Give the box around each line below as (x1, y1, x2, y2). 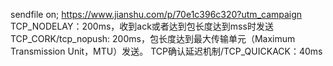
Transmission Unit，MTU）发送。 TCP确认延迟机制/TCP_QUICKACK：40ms (10, 45, 323, 57)
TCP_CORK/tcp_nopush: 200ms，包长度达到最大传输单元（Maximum (10, 33, 296, 44)
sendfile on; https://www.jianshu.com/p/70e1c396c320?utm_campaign (10, 9, 303, 20)
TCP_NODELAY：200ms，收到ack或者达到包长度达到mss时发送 (10, 20, 274, 32)
